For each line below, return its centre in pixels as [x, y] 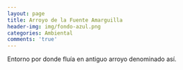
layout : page [26, 14]
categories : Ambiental [40, 33]
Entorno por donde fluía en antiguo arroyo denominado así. [92, 59]
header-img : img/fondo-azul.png [54, 26]
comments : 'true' [32, 40]
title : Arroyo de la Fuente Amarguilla [65, 20]
